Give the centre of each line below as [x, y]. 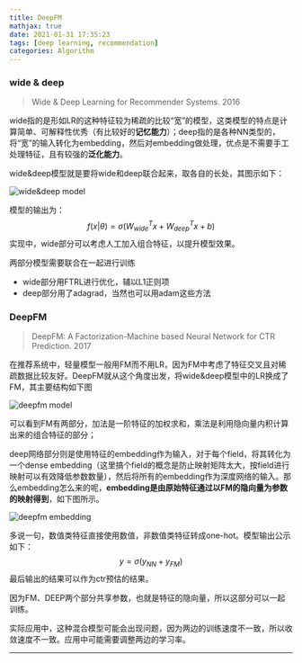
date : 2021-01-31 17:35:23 [60, 34]
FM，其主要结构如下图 [51, 387]
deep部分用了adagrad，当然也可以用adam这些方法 [116, 292]
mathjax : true [36, 26]
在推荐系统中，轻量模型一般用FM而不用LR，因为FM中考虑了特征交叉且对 [144, 364]
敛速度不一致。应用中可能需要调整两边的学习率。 [100, 639]
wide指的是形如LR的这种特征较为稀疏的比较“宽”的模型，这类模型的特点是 [145, 121]
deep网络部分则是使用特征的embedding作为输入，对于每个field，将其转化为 [150, 454]
